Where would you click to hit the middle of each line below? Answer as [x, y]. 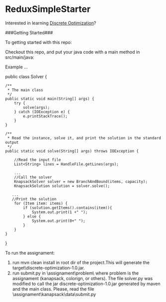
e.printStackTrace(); [45, 116]
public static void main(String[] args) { [50, 99]
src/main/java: [20, 57]
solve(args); [37, 107]
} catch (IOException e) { [42, 112]
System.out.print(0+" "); [58, 221]
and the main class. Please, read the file [53, 289]
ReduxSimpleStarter [48, 9]
